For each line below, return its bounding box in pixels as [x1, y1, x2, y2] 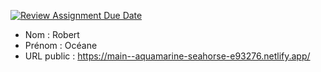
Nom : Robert [24, 29, 80, 40]
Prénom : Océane [24, 40, 98, 51]
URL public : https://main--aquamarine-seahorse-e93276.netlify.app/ [24, 50, 311, 62]
